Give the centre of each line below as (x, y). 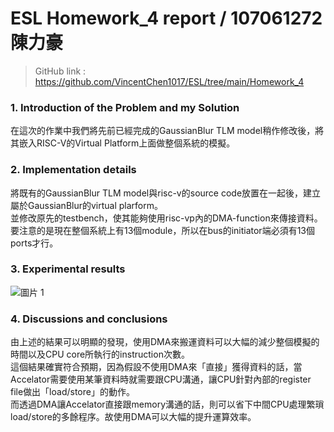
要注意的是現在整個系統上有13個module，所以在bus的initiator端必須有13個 (162, 230)
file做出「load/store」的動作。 (72, 392)
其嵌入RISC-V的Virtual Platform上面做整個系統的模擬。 (123, 143)
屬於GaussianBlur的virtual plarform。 (87, 205)
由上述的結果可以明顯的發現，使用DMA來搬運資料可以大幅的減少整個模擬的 (165, 342)
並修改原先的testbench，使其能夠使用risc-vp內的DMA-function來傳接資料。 (166, 218)
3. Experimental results (68, 269)
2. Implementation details (73, 170)
